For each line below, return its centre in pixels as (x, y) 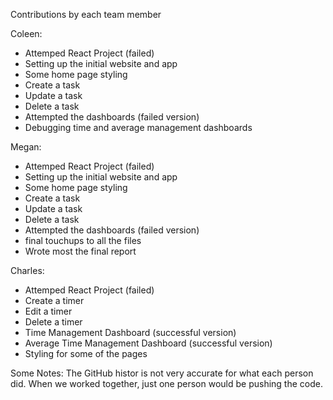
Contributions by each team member (86, 14)
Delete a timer (53, 322)
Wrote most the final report (80, 251)
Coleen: (26, 33)
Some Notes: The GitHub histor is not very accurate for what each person (162, 373)
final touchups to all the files (83, 240)
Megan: (26, 147)
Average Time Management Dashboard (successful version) (148, 343)
